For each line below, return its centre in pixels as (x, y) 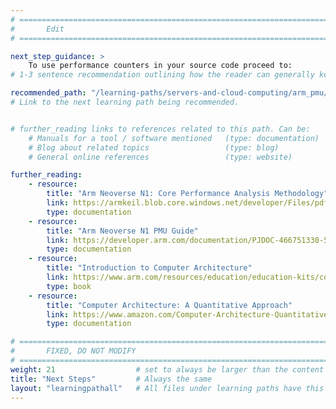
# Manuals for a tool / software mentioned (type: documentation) (174, 138)
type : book (69, 286)
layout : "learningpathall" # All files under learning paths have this (167, 388)
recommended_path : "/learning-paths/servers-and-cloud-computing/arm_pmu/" (171, 93)
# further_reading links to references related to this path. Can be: (160, 129)
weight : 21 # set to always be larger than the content (167, 369)
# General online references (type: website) (160, 157)
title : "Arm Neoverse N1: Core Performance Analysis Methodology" (187, 194)
